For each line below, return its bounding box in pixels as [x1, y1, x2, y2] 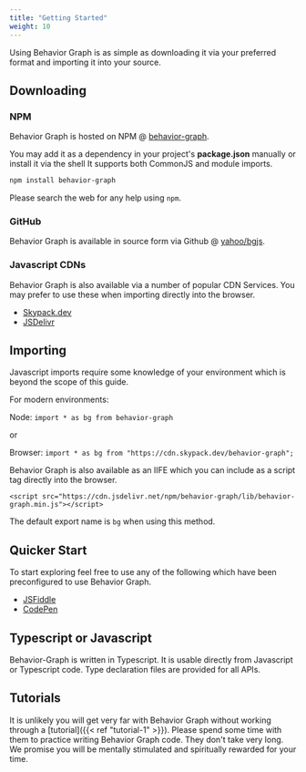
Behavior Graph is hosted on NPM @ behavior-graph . [9, 131, 209, 142]
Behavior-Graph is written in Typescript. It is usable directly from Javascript [9, 654, 293, 665]
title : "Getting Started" [9, 13, 107, 23]
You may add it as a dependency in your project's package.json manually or [9, 149, 296, 160]
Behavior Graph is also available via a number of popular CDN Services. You [9, 279, 295, 290]
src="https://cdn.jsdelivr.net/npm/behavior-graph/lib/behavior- [42, 492, 296, 501]
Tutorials [9, 690, 61, 706]
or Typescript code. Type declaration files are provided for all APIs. [9, 664, 261, 675]
